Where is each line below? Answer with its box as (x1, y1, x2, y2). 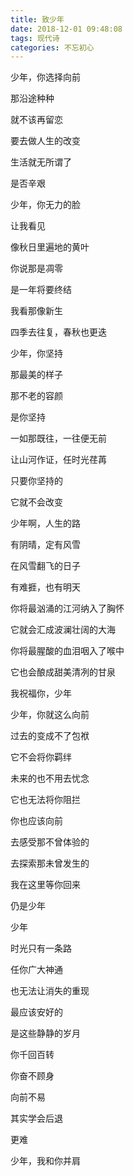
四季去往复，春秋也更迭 (10, 326, 107, 338)
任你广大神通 (10, 964, 63, 976)
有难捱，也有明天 (10, 581, 81, 593)
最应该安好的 (10, 1006, 63, 1018)
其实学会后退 (10, 1112, 63, 1125)
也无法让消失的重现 (10, 985, 90, 997)
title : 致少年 (10, 14, 65, 25)
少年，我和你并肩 (10, 1155, 81, 1167)
